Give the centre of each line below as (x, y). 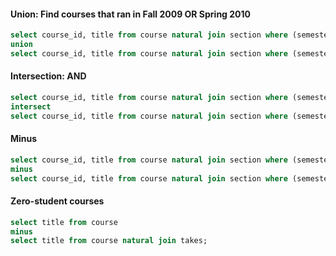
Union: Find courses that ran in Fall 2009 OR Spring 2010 (131, 14)
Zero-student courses (57, 201)
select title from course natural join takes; (109, 241)
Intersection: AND (48, 76)
